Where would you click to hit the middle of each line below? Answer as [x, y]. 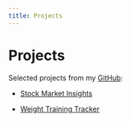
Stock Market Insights [56, 93]
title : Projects [35, 16]
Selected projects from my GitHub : [65, 78]
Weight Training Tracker [60, 108]
